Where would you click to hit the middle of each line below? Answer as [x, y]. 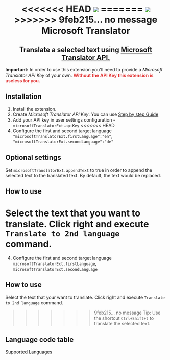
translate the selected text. [122, 323]
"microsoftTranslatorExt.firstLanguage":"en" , [63, 136]
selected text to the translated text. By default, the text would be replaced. [83, 175]
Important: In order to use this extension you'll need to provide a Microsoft [84, 70]
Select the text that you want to [73, 213]
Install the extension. [34, 109]
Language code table [40, 340]
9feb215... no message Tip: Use [127, 313]
